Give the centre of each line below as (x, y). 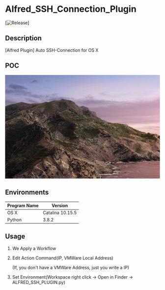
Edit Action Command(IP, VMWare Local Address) (63, 258)
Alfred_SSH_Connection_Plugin (71, 9)
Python (14, 219)
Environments (27, 193)
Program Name (23, 206)
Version (60, 206)
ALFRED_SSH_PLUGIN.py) (39, 282)
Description (23, 38)
